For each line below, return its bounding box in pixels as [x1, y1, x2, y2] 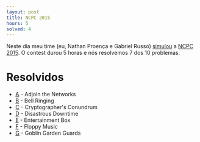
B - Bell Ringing [15, 97, 54, 104]
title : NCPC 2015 [6, 15, 51, 21]
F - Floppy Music [15, 123, 58, 130]
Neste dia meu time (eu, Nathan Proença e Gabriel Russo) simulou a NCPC [6, 43, 194, 50]
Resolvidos [6, 71, 64, 84]
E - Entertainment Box [15, 116, 71, 124]
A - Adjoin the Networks [15, 91, 76, 98]
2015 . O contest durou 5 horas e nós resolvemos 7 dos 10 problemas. [6, 49, 180, 57]
